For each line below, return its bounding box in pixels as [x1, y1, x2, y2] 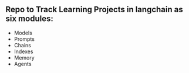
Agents [14, 60, 32, 67]
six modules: [5, 14, 53, 24]
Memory [14, 54, 35, 61]
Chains [14, 41, 32, 48]
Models [14, 29, 33, 36]
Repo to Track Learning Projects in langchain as [5, 5, 183, 15]
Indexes [14, 48, 33, 55]
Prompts [14, 35, 35, 43]
